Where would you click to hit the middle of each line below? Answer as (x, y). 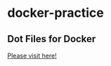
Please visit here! (32, 55)
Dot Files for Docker (52, 39)
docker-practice (55, 13)
